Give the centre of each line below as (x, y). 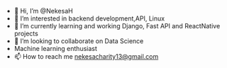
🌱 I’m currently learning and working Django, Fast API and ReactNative (117, 26)
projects (26, 33)
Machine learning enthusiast (56, 49)
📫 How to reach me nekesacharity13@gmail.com (86, 56)
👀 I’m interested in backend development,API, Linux (89, 18)
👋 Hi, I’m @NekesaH (43, 11)
